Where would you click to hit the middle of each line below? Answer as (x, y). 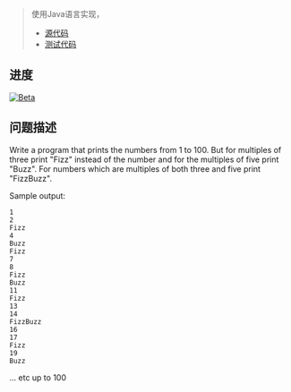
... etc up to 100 (38, 377)
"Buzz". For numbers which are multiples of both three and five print (135, 168)
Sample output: (37, 195)
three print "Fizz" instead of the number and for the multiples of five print (144, 159)
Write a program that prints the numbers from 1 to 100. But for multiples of (145, 149)
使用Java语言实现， (68, 14)
